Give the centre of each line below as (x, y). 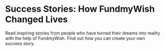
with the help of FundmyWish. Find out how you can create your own (75, 38)
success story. (20, 43)
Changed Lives (37, 19)
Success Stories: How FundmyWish (80, 9)
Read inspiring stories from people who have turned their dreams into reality (83, 33)
